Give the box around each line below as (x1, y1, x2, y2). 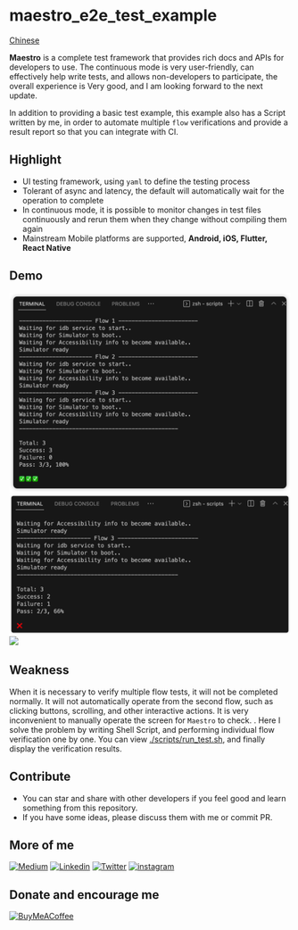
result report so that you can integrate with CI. (9, 126, 178, 137)
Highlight (9, 153, 62, 168)
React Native (21, 242, 71, 253)
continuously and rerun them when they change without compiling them (21, 213, 287, 224)
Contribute (9, 769, 71, 785)
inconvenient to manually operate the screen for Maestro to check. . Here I (9, 715, 281, 726)
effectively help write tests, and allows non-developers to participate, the (9, 71, 278, 81)
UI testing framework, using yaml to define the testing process (21, 176, 251, 187)
